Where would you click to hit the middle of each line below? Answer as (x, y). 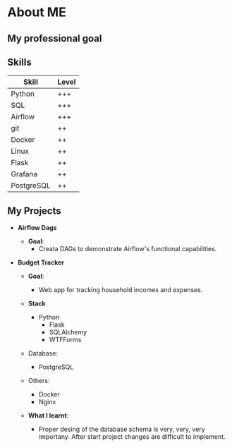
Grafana (24, 174)
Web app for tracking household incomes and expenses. (121, 290)
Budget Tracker (41, 262)
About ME (37, 12)
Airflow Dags (37, 228)
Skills (19, 62)
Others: (39, 381)
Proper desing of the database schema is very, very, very (122, 429)
